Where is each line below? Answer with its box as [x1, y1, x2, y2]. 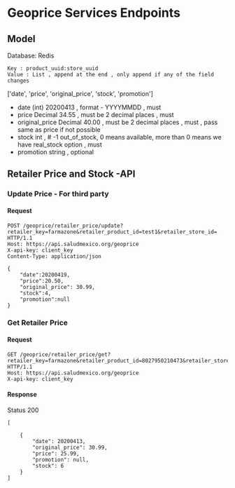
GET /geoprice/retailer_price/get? [7, 351, 111, 358]
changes [7, 77, 30, 84]
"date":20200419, [20, 271, 71, 278]
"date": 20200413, [32, 438, 86, 445]
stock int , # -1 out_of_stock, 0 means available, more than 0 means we [17, 133, 222, 141]
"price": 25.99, [32, 450, 80, 457]
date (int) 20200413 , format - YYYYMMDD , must [17, 103, 162, 111]
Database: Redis [7, 51, 55, 60]
